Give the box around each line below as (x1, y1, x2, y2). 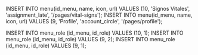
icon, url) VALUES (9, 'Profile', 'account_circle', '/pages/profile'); (5, 18, 163, 25)
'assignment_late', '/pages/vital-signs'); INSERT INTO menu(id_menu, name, (5, 11, 193, 19)
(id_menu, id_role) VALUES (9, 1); (5, 42, 87, 49)
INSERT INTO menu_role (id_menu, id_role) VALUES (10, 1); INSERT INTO (5, 29, 184, 36)
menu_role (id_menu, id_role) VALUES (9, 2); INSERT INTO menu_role (5, 36, 175, 42)
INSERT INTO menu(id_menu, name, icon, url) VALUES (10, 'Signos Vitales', (5, 5, 190, 12)
